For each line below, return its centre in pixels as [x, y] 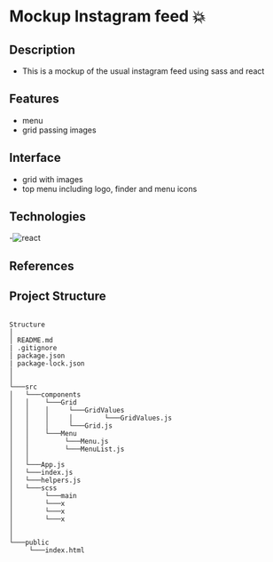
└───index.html [57, 550]
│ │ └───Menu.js [59, 441]
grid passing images [59, 130]
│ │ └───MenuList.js [67, 449]
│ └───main [43, 495]
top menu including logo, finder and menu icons [109, 189]
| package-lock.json [47, 363]
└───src [23, 387]
